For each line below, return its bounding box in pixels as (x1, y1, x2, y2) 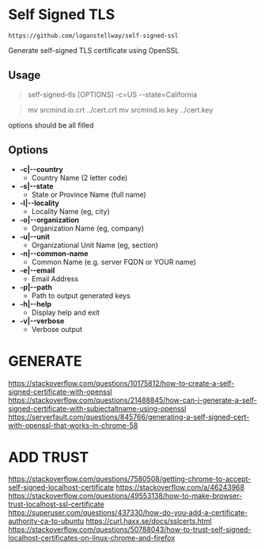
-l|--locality (19, 198, 59, 208)
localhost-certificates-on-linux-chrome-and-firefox (8, 533, 176, 543)
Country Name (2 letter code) (31, 173, 128, 182)
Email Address (31, 273, 79, 283)
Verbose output (31, 324, 83, 334)
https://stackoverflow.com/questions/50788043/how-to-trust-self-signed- (8, 525, 252, 534)
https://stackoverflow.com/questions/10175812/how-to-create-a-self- (8, 378, 235, 388)
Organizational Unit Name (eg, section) (31, 240, 159, 250)
